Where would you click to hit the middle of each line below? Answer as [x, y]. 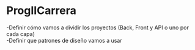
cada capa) [21, 34]
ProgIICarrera [41, 11]
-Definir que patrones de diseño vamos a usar [64, 40]
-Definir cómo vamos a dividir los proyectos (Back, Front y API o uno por [98, 27]
